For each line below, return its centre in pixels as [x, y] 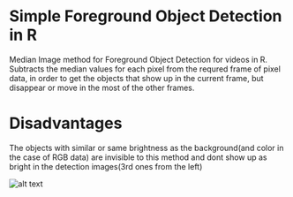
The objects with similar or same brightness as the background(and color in [146, 148]
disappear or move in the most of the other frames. [102, 87]
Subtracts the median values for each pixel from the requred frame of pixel [145, 69]
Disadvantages [66, 123]
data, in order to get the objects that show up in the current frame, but [136, 78]
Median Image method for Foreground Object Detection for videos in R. [138, 59]
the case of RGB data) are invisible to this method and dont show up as [138, 157]
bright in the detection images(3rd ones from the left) [106, 166]
